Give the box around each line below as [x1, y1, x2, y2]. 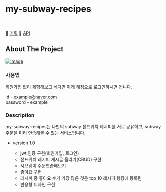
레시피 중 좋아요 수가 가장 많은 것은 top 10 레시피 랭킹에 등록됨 [20, 175, 142, 181]
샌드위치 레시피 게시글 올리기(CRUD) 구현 [20, 156, 102, 163]
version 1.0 [12, 140, 35, 146]
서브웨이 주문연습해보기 [20, 163, 66, 169]
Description [5, 111, 35, 118]
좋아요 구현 [20, 169, 42, 175]
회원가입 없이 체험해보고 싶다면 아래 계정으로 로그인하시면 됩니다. [5, 84, 133, 90]
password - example [5, 99, 48, 105]
